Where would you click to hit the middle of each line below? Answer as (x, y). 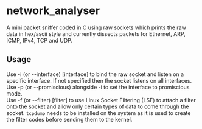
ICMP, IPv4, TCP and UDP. (40, 40)
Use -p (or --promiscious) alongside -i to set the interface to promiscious (98, 87)
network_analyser (53, 11)
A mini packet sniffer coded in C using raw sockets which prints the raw (96, 27)
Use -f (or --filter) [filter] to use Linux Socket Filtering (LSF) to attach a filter (101, 100)
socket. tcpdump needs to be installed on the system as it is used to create (99, 113)
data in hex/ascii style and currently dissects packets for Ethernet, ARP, (96, 33)
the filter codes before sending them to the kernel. (69, 119)
